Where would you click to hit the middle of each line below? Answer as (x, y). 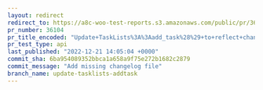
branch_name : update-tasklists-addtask (73, 74)
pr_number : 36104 (36, 30)
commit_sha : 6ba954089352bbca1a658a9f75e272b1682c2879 (99, 59)
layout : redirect (36, 15)
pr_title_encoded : (37, 37)
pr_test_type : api (37, 45)
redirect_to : (29, 23)
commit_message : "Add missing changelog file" (85, 67)
